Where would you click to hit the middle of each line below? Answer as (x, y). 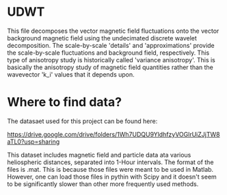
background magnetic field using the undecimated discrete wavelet (102, 38)
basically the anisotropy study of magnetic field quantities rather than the (110, 67)
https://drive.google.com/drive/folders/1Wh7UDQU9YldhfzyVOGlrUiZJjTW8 (113, 134)
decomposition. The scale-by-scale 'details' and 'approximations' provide (111, 45)
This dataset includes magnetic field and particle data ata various (99, 155)
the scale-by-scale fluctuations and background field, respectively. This (108, 53)
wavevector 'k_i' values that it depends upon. (71, 74)
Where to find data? (64, 102)
